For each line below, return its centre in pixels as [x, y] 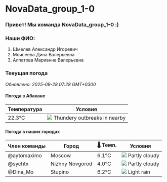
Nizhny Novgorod [71, 164]
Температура [25, 109]
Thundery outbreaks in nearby [90, 118]
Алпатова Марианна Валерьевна [48, 60]
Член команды [27, 146]
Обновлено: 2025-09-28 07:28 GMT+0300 [51, 84]
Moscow [61, 156]
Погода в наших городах [33, 131]
